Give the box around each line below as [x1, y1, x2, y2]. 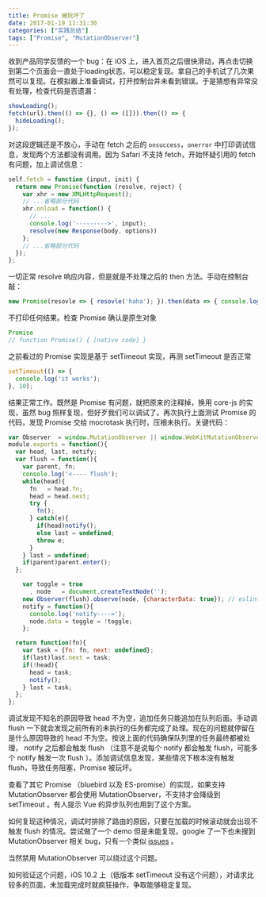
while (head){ [22, 477, 66, 485]
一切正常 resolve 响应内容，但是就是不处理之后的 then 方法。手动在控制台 [8, 271, 249, 282]
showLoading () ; [8, 102, 59, 110]
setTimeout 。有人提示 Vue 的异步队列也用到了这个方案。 [8, 799, 196, 810]
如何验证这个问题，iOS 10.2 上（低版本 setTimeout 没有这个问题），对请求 [8, 870, 248, 880]
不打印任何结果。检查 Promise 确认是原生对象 [8, 313, 157, 322]
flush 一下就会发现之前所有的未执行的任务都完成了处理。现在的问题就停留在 [8, 723, 256, 733]
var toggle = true [22, 580, 83, 588]
